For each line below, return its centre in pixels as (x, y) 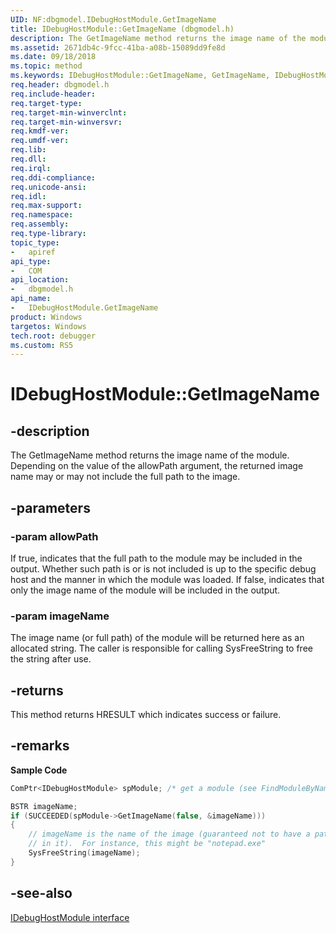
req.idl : (28, 196)
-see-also (41, 893)
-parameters (50, 507)
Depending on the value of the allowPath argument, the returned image (157, 466)
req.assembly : (40, 224)
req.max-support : (46, 206)
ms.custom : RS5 (42, 345)
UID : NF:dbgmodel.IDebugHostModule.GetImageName (113, 19)
